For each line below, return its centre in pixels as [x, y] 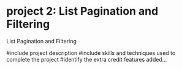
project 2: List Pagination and [82, 11]
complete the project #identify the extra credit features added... [87, 59]
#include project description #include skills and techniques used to [91, 53]
